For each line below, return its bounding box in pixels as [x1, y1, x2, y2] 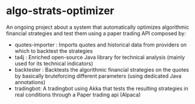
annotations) [14, 78, 46, 86]
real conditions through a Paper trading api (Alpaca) [14, 91, 141, 98]
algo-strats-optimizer [6, 4, 115, 18]
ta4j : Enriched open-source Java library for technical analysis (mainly [14, 53, 186, 61]
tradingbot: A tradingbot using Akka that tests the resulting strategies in [14, 85, 189, 92]
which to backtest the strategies [14, 47, 93, 54]
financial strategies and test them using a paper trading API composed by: [6, 29, 186, 36]
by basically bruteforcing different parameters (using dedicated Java [14, 72, 181, 79]
